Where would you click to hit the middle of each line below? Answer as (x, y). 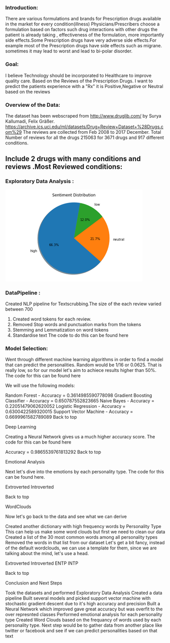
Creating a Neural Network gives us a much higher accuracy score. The (80, 437)
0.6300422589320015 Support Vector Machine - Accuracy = (69, 412)
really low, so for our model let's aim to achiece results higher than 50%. (81, 370)
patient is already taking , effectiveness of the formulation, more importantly (85, 35)
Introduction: (22, 8)
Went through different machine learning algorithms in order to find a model (84, 360)
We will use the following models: (40, 386)
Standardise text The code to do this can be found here (70, 335)
